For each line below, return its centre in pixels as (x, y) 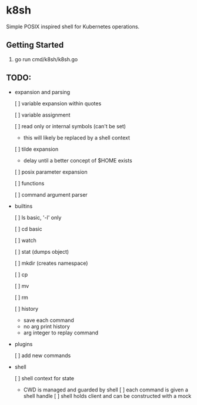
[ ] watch (25, 240)
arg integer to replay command (61, 333)
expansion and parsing (42, 92)
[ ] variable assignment (42, 115)
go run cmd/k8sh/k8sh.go (46, 59)
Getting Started (35, 45)
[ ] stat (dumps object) (42, 251)
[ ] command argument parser (51, 194)
